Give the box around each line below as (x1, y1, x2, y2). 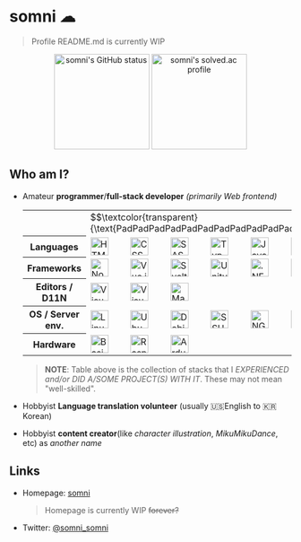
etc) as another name (21, 437, 103, 448)
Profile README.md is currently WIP (30, 36, 166, 47)
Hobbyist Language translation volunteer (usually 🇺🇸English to (21, 400, 262, 411)
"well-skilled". (44, 383, 97, 394)
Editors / (35, 281, 73, 293)
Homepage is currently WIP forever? (44, 504, 179, 515)
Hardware (32, 338, 76, 351)
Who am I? (9, 167, 70, 182)
